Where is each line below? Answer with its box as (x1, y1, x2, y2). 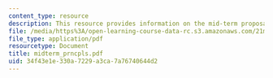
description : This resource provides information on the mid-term (8, 19, 238, 28)
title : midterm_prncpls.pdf (8, 50, 104, 58)
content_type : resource (8, 11, 89, 20)
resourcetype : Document (8, 42, 89, 50)
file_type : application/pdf (8, 34, 104, 43)
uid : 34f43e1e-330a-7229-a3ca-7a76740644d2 (8, 58, 158, 66)
